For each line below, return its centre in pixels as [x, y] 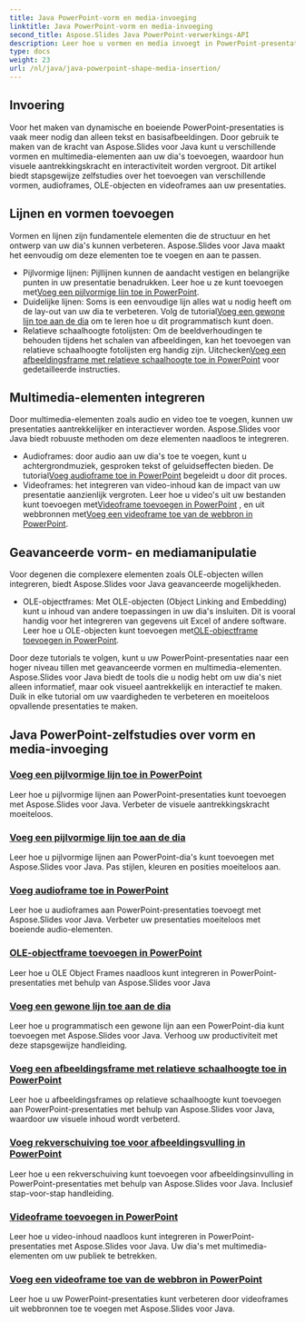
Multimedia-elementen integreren [108, 398]
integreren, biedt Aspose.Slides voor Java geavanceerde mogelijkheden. [145, 584]
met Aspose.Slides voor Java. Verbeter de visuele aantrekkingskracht [140, 804]
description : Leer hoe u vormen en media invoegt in [111, 43]
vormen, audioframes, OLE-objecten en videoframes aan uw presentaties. [148, 185]
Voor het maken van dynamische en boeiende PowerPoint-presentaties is [147, 127]
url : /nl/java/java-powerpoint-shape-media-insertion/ [115, 69]
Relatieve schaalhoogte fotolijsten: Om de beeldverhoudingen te [143, 330]
